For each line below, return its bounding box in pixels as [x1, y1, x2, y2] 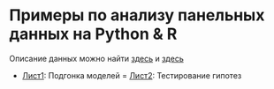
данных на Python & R [9, 24, 178, 44]
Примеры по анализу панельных [9, 5, 265, 26]
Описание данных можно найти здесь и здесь [9, 53, 184, 63]
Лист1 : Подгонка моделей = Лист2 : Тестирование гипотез [21, 70, 242, 80]
